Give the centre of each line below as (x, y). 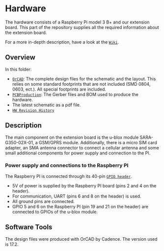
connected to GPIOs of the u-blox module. (55, 212)
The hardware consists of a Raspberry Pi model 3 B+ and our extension (77, 22)
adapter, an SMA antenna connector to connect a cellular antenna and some (82, 148)
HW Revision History (33, 110)
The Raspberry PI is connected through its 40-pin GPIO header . (69, 176)
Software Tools (29, 227)
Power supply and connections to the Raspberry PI (67, 166)
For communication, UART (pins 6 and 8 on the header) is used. (77, 196)
